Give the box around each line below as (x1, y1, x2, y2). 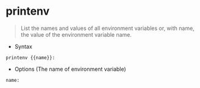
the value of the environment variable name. (20, 31, 132, 38)
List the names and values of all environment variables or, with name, (20, 24, 195, 32)
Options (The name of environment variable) (14, 65, 126, 73)
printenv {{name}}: (5, 54, 55, 61)
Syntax (14, 43, 33, 50)
